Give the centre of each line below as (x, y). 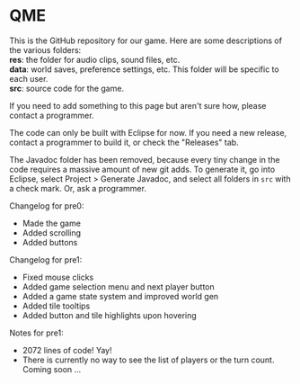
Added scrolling (52, 232)
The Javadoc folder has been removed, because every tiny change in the (145, 159)
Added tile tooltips (56, 306)
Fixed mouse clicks (58, 277)
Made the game (51, 223)
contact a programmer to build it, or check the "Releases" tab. (124, 142)
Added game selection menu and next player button (118, 286)
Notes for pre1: (37, 333)
